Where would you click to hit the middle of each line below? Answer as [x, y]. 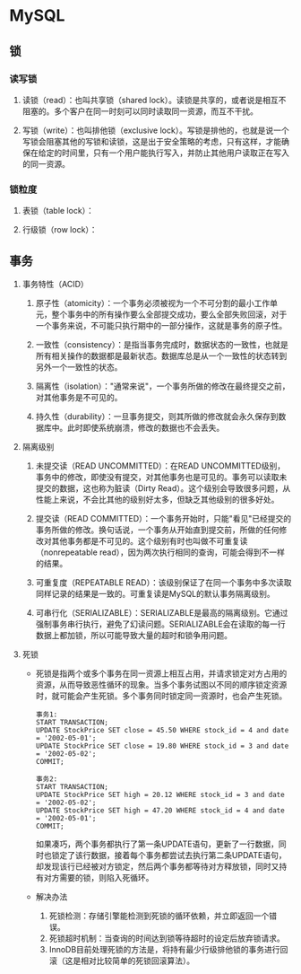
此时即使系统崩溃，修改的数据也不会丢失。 [146, 427]
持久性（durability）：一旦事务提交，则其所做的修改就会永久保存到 [157, 416]
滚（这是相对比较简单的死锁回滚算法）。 [122, 961]
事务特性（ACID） [56, 284]
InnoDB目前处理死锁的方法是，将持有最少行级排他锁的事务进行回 [168, 949]
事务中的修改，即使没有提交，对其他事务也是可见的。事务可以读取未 [161, 477]
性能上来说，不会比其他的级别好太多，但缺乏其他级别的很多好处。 [157, 499]
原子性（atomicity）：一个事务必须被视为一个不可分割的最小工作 [153, 303]
